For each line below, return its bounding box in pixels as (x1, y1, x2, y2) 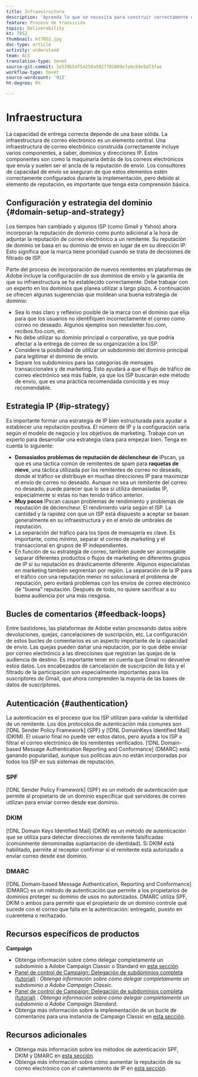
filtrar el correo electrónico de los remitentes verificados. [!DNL (6, 739, 160, 746)
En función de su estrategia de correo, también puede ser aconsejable (14, 548, 186, 555)
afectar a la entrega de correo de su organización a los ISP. (14, 340, 159, 347)
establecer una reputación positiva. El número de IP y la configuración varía (6, 423, 190, 430)
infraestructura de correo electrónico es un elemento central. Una (6, 137, 166, 144)
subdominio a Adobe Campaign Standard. (14, 1000, 118, 1007)
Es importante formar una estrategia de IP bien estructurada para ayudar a (6, 417, 187, 424)
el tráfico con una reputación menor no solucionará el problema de (14, 573, 177, 580)
